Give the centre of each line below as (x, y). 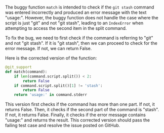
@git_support (19, 67)
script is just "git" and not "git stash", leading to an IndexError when (74, 23)
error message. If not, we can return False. (49, 48)
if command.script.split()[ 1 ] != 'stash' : (58, 86)
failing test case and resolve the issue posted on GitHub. (62, 126)
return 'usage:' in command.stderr (51, 95)
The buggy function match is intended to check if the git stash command (80, 7)
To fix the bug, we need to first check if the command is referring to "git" (79, 38)
